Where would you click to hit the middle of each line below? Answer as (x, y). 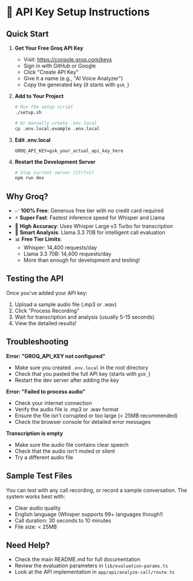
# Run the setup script (44, 107)
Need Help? (28, 545)
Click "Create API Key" (51, 72)
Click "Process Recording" (47, 310)
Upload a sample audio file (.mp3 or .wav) (66, 304)
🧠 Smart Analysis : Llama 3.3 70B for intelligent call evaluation (90, 232)
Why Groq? (27, 197)
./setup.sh (28, 112)
